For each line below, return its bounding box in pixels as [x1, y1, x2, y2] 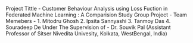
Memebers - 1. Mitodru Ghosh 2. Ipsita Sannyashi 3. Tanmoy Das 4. [5, 18, 171, 24]
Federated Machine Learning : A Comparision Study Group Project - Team [5, 11, 187, 18]
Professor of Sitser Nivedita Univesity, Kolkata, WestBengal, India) [5, 30, 167, 37]
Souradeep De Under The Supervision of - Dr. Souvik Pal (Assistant [5, 24, 171, 31]
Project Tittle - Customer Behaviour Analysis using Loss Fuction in [5, 5, 168, 12]
